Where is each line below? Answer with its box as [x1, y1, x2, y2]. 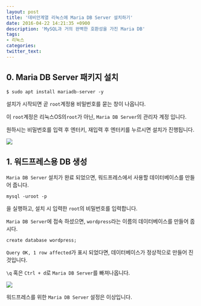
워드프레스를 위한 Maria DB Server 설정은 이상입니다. [6, 293, 133, 301]
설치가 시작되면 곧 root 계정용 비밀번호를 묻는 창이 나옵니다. [6, 100, 146, 107]
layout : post [6, 8, 39, 15]
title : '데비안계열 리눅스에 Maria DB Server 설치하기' [6, 15, 133, 21]
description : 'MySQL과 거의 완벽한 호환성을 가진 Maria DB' [6, 25, 145, 32]
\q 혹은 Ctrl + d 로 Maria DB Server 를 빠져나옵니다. [6, 269, 130, 276]
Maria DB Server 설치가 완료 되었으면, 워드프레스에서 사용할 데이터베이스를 [6, 174, 184, 181]
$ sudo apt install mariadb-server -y [6, 88, 104, 95]
